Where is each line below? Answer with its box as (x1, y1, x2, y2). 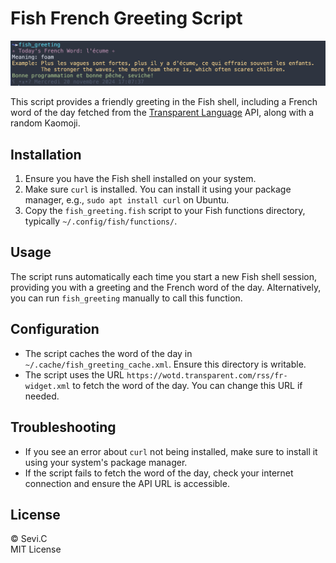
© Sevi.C (10, 533, 48, 545)
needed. (24, 390, 60, 402)
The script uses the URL (24, 368, 125, 381)
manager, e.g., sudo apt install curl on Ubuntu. (24, 194, 230, 206)
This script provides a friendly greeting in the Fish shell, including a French (10, 96, 318, 108)
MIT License (10, 543, 62, 556)
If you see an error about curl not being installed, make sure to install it (24, 445, 318, 457)
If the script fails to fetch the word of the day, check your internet (24, 467, 294, 479)
